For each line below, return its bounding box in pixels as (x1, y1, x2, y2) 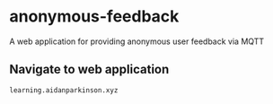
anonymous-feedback (9, 6, 180, 27)
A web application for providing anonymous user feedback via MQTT (9, 36, 265, 47)
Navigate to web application (9, 62, 170, 77)
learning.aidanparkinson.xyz (9, 85, 119, 95)
